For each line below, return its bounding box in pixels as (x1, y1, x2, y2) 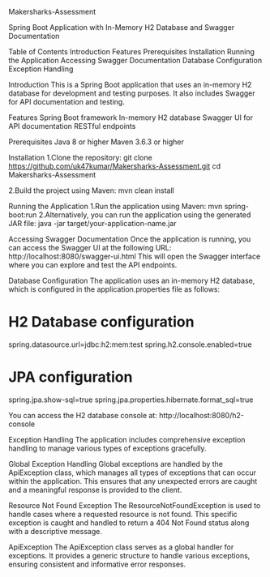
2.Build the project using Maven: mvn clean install (8, 186, 174, 195)
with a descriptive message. (8, 526, 103, 536)
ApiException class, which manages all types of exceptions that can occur (8, 468, 257, 477)
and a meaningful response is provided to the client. (8, 485, 182, 494)
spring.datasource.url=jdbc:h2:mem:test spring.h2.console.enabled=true (8, 340, 253, 349)
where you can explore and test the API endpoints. (8, 260, 178, 270)
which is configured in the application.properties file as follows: (8, 284, 221, 294)
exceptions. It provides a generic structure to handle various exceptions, (8, 550, 251, 560)
